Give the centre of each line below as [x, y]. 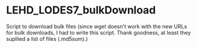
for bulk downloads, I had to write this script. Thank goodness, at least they [98, 32]
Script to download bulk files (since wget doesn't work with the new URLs [97, 26]
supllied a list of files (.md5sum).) [47, 39]
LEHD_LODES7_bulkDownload [81, 10]
